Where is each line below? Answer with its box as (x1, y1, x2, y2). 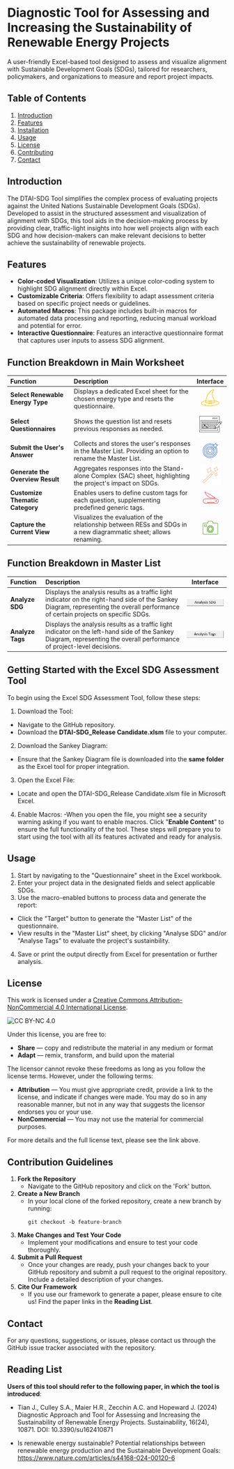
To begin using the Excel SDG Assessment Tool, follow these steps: (7, 693, 201, 701)
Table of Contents (7, 93, 87, 104)
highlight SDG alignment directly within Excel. (17, 284, 148, 293)
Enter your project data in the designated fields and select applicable (17, 878, 215, 887)
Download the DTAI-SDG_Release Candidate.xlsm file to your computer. (17, 728, 228, 736)
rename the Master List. (73, 454, 141, 463)
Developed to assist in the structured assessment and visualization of (7, 209, 207, 217)
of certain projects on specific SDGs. (45, 610, 151, 619)
